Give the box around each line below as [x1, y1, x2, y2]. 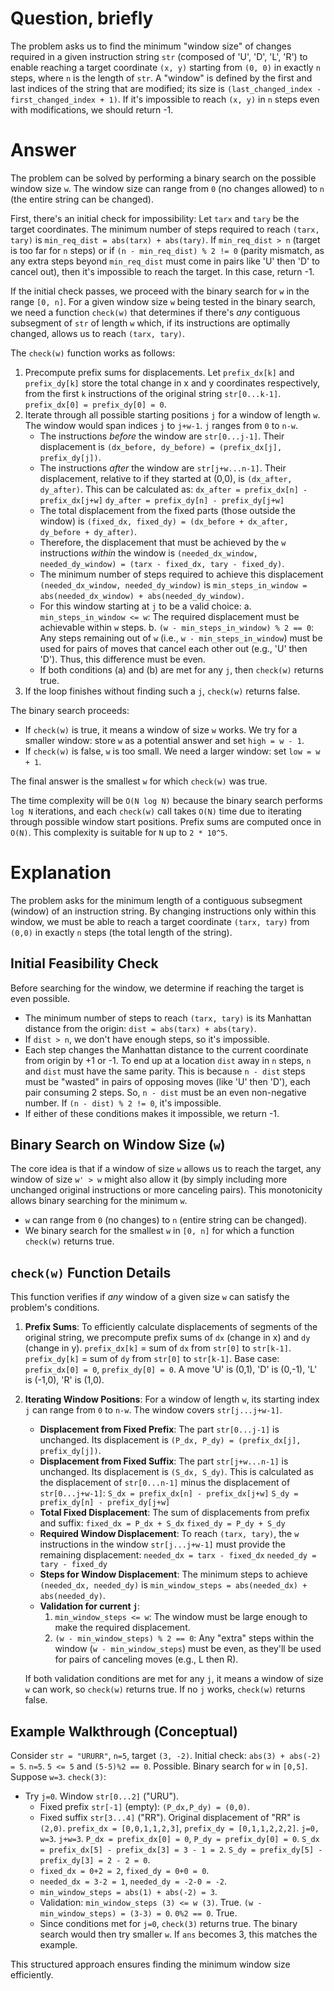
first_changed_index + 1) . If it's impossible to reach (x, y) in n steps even [10, 93, 320, 105]
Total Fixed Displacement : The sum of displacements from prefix [39, 1507, 310, 1519]
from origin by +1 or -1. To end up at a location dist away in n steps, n [24, 1054, 312, 1066]
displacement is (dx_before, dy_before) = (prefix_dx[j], [39, 440, 283, 452]
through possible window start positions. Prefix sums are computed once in [10, 815, 322, 827]
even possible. [10, 992, 71, 1004]
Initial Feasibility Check [10, 955, 159, 972]
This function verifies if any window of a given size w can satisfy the [10, 1291, 290, 1303]
